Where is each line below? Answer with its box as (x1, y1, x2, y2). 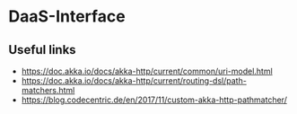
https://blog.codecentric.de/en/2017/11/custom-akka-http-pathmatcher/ (21, 94, 288, 105)
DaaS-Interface (8, 6, 127, 27)
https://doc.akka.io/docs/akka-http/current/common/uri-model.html (21, 66, 273, 76)
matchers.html (21, 85, 75, 95)
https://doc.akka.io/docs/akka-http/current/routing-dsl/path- (21, 75, 248, 86)
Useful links (8, 42, 77, 57)
